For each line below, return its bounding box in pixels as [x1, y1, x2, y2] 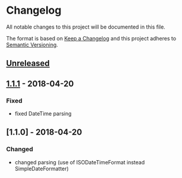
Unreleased [6, 58, 50, 68]
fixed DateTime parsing [14, 110, 72, 117]
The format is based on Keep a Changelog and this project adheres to [6, 35, 177, 42]
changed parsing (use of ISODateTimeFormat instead [14, 158, 145, 165]
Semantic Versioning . [6, 41, 58, 48]
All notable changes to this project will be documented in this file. [6, 23, 166, 30]
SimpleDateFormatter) [14, 165, 69, 172]
